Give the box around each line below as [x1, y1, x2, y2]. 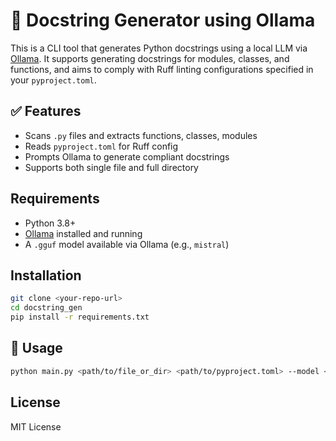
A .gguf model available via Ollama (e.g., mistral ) [24, 238, 230, 250]
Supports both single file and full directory [24, 161, 199, 173]
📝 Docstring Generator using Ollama [10, 9, 316, 32]
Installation [10, 267, 82, 284]
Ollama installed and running [24, 227, 143, 239]
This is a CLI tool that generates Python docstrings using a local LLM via [10, 42, 308, 54]
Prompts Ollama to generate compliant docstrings [24, 150, 230, 163]
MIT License [10, 420, 62, 433]
